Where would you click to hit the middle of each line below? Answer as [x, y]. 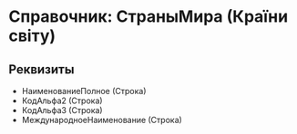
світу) [32, 36]
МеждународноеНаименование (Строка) [102, 120]
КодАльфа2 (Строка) [62, 100]
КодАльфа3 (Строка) [62, 110]
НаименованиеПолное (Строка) [84, 91]
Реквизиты [41, 69]
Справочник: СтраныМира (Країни [148, 17]
